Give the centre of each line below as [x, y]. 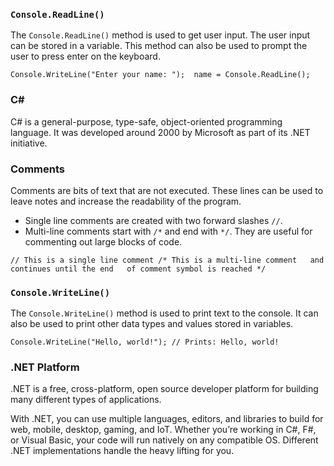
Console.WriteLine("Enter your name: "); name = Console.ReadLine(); [160, 75]
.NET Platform [45, 367]
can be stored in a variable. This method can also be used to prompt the [159, 46]
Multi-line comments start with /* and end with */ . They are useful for [168, 231]
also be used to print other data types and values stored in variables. [152, 324]
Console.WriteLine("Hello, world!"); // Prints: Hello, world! [145, 342]
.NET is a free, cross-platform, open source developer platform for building [164, 389]
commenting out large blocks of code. [103, 241]
